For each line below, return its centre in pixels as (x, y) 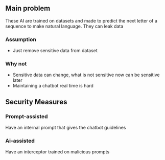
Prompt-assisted (27, 116)
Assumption (21, 39)
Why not (16, 64)
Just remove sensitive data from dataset (55, 51)
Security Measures (36, 102)
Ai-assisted (20, 141)
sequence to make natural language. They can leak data (64, 26)
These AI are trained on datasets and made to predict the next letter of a (81, 20)
